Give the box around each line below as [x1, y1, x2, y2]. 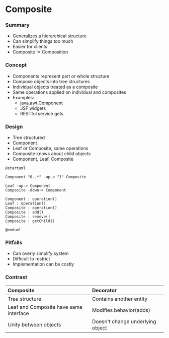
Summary [5, 22, 30, 29]
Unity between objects [8, 321, 61, 328]
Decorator [92, 287, 117, 294]
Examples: [12, 94, 34, 100]
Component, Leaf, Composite [12, 156, 74, 162]
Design [5, 123, 23, 130]
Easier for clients [12, 44, 48, 50]
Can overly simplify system [12, 250, 69, 256]
